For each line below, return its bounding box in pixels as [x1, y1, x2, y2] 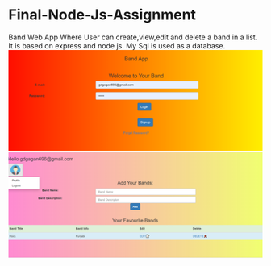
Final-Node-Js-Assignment [8, 6, 196, 24]
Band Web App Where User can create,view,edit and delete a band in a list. [8, 32, 258, 42]
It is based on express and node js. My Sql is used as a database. [8, 40, 226, 50]
